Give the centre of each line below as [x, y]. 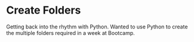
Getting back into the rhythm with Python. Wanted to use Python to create [97, 27]
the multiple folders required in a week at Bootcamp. [71, 33]
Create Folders [44, 10]
